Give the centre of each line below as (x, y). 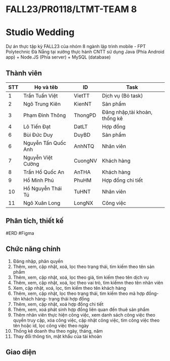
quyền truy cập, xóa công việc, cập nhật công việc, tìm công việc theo (86, 320)
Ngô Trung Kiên (42, 104)
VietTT (82, 95)
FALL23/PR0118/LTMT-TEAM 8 (71, 9)
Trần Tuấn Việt (40, 95)
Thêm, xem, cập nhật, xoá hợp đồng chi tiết (58, 304)
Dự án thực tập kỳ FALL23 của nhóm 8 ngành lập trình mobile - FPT (76, 46)
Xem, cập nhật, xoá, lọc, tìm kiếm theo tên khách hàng (70, 288)
